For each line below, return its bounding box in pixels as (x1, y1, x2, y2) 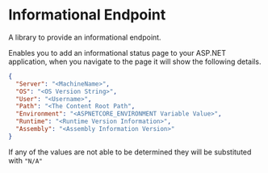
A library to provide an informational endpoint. (8, 32, 161, 42)
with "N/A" (8, 155, 43, 165)
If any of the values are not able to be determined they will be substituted (8, 147, 252, 157)
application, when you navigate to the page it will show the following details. (8, 57, 262, 66)
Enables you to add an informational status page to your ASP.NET (8, 48, 226, 57)
